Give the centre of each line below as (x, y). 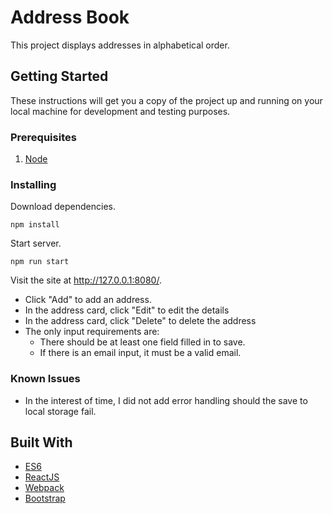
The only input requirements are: (92, 332)
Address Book (70, 17)
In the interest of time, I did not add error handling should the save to (166, 400)
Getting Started (59, 76)
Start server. (36, 243)
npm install (35, 225)
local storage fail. (60, 411)
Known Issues (45, 379)
